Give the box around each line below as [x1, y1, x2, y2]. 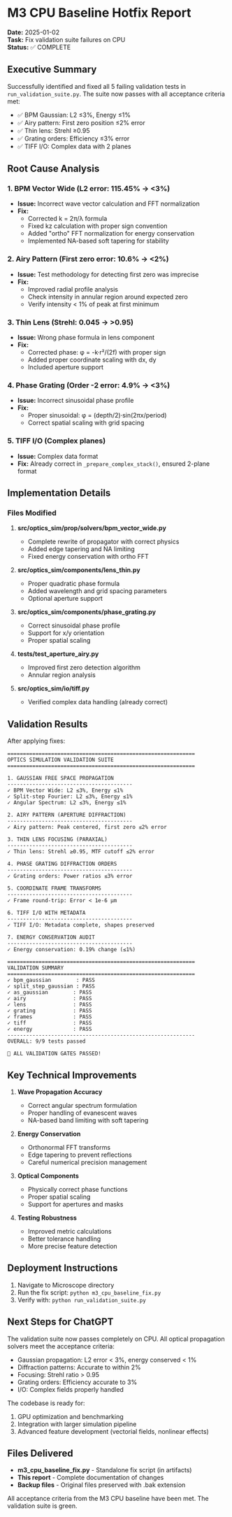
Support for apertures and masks [27, 1199, 124, 1208]
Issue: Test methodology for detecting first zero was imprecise [17, 270, 199, 278]
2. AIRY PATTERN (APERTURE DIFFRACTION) [7, 811, 127, 819]
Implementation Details [7, 487, 111, 499]
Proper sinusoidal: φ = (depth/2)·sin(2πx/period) [27, 411, 167, 420]
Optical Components [17, 1171, 79, 1180]
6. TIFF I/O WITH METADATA [7, 909, 86, 917]
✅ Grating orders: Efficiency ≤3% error [17, 134, 130, 143]
